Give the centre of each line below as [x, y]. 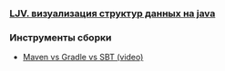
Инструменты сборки [61, 37]
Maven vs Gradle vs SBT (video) [83, 58]
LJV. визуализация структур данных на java [112, 13]
